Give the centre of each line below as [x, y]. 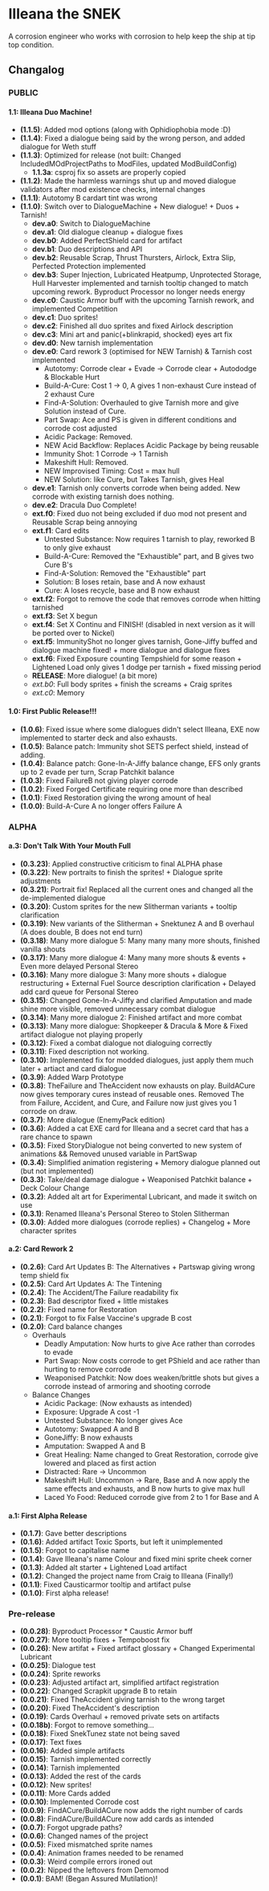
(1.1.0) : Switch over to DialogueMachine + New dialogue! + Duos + [130, 206]
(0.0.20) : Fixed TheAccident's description [90, 1708]
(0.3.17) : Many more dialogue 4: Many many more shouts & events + [133, 957]
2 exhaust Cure [69, 394]
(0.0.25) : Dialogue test [58, 1665]
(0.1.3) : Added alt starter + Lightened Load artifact [103, 1567]
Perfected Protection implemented [89, 267]
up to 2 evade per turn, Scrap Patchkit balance [97, 772]
